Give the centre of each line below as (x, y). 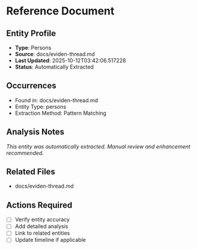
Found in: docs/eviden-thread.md (56, 100)
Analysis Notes (35, 132)
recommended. (25, 153)
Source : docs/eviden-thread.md (55, 54)
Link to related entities (42, 233)
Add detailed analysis (41, 226)
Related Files (31, 172)
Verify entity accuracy (42, 220)
